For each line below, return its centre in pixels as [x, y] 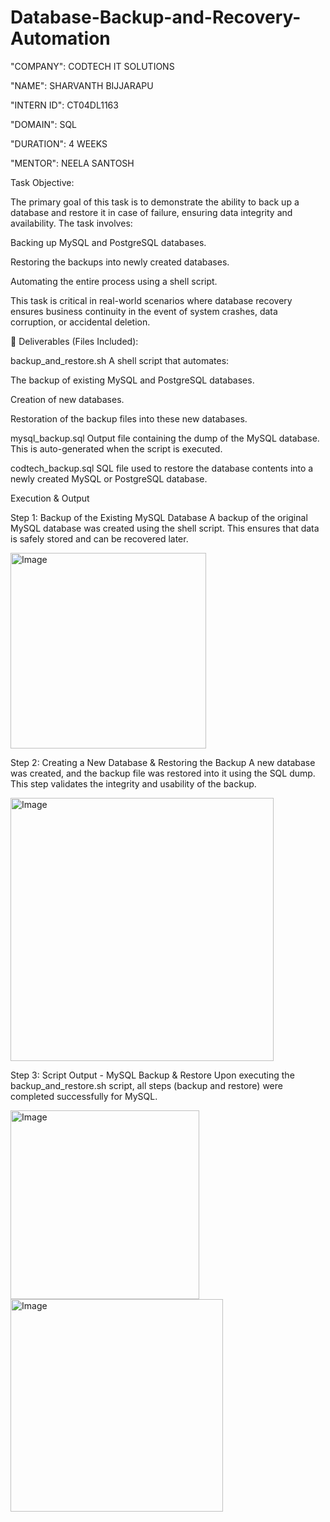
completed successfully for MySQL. [84, 1096]
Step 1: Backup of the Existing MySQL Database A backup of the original [159, 517]
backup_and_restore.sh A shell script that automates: [120, 360]
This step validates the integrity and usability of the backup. [133, 783]
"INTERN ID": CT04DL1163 [64, 105]
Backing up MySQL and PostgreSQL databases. [108, 242]
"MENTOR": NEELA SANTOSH [72, 163]
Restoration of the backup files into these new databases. [129, 418]
